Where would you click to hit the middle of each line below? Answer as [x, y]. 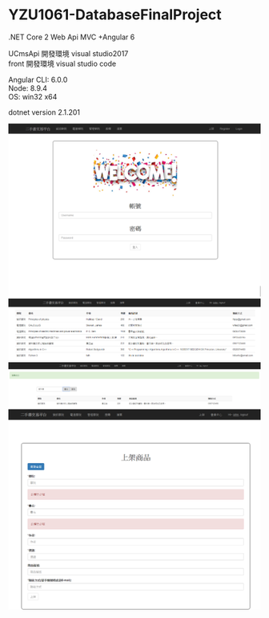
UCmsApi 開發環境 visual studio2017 [68, 53]
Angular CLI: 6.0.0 [38, 79]
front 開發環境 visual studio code [62, 63]
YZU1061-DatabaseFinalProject [115, 15]
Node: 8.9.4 [28, 88]
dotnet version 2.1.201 [44, 112]
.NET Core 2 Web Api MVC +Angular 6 [72, 37]
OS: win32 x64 [33, 96]
